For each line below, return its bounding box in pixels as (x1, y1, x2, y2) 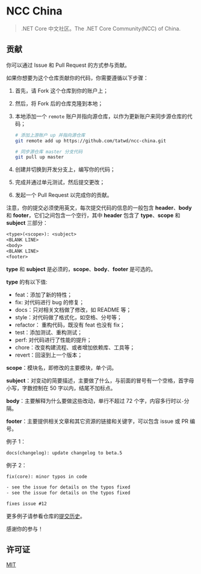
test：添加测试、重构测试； (14, 328, 83, 335)
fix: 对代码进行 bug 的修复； (14, 298, 85, 305)
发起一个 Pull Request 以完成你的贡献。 (14, 192, 113, 199)
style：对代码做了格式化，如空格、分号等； (14, 313, 122, 320)
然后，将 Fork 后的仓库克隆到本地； (14, 99, 104, 107)
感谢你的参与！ (6, 525, 43, 532)
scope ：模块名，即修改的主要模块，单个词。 (6, 364, 117, 371)
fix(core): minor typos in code (6, 473, 87, 479)
